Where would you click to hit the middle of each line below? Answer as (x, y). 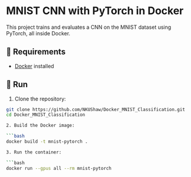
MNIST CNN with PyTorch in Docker (95, 11)
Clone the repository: (40, 99)
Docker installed (34, 66)
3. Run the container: (34, 152)
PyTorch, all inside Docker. (38, 33)
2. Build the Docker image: (41, 126)
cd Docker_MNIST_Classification (46, 115)
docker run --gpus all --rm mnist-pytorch (59, 168)
